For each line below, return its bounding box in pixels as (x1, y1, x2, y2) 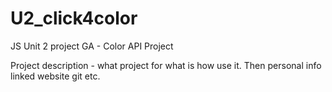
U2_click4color (10, 7, 138, 30)
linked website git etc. (10, 70, 101, 82)
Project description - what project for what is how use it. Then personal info (10, 59, 322, 71)
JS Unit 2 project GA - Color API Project (10, 40, 174, 52)
